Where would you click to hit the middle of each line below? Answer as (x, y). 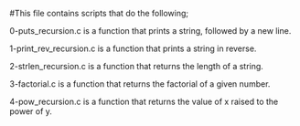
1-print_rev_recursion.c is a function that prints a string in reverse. (133, 48)
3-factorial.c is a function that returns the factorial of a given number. (140, 84)
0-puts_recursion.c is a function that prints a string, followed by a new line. (150, 31)
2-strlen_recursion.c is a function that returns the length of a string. (136, 66)
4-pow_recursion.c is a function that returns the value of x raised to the (144, 101)
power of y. (31, 111)
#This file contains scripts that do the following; (99, 13)
